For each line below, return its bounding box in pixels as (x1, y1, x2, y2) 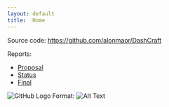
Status (17, 71, 36, 79)
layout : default (7, 10, 55, 17)
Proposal (17, 63, 43, 71)
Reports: (7, 50, 32, 58)
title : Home (7, 17, 46, 24)
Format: (52, 92, 75, 100)
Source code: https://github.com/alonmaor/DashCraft (7, 36, 162, 44)
